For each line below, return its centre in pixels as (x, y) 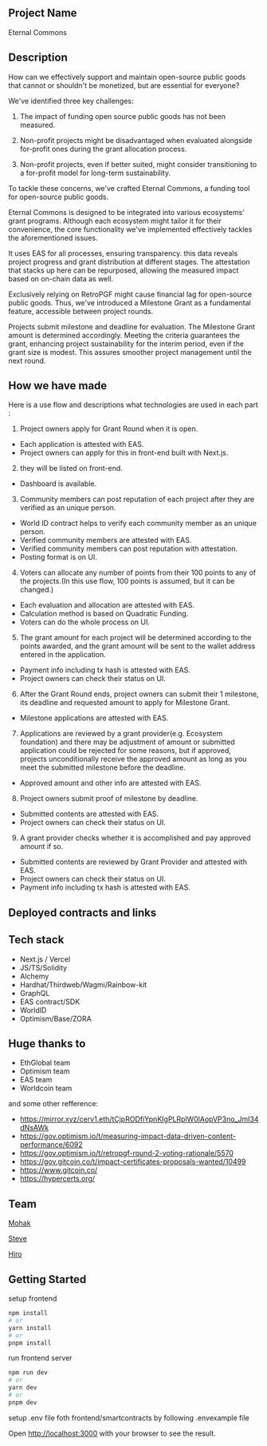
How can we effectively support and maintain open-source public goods (127, 77)
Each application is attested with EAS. (82, 444)
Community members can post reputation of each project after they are (137, 500)
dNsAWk (34, 1128)
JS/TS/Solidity (43, 967)
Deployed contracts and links (82, 912)
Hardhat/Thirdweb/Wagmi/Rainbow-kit (83, 984)
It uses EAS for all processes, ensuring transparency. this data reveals (123, 253)
